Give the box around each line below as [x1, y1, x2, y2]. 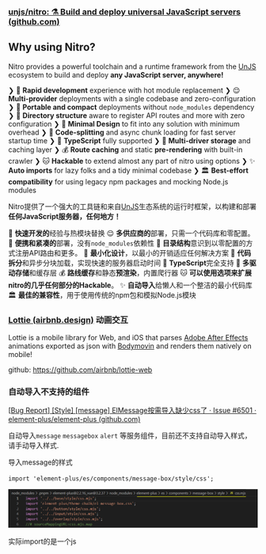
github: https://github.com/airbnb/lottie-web [8, 365, 153, 374]
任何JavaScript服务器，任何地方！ [8, 211, 121, 221]
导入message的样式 [8, 457, 73, 467]
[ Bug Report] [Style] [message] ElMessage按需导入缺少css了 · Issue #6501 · [8, 406, 257, 415]
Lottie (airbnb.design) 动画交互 [8, 314, 129, 325]
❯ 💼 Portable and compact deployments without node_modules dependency [8, 102, 255, 112]
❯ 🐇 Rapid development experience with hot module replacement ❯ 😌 [8, 85, 241, 95]
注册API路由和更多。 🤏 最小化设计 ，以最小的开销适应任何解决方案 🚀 [14, 248, 236, 257]
